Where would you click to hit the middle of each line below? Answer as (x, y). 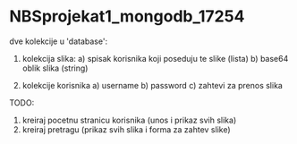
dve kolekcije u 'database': (59, 41)
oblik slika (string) (55, 68)
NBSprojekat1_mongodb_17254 (127, 17)
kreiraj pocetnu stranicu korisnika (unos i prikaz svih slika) (129, 120)
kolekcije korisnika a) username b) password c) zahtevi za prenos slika (153, 85)
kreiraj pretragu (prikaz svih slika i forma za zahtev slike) (126, 129)
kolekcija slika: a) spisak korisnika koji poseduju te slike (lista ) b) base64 (155, 58)
